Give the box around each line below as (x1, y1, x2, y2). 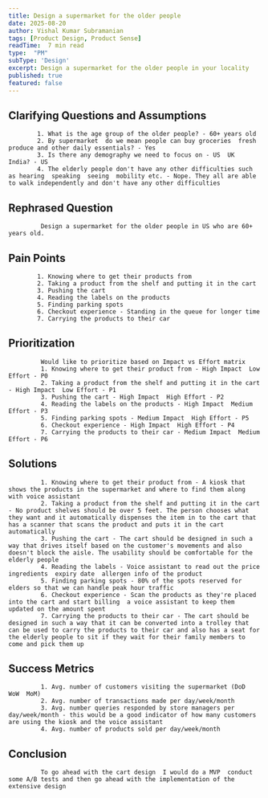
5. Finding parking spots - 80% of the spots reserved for (40, 576, 242, 585)
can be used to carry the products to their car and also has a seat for (8, 626, 261, 634)
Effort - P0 (8, 371, 48, 380)
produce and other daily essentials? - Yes (8, 144, 156, 153)
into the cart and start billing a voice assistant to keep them (8, 598, 235, 606)
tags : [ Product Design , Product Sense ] (8, 34, 142, 43)
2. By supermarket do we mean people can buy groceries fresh (37, 137, 257, 145)
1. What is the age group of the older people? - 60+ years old (37, 130, 257, 138)
